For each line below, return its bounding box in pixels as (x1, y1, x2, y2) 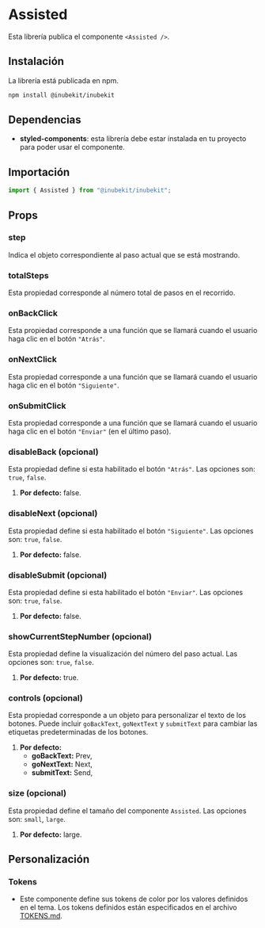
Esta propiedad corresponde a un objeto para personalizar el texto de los (8, 711, 247, 720)
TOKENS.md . (19, 911, 63, 921)
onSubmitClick (8, 400, 66, 411)
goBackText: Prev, (31, 751, 93, 761)
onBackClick (8, 307, 58, 319)
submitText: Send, (31, 768, 93, 777)
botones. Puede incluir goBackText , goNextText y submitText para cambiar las (8, 719, 258, 728)
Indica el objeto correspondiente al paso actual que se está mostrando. (8, 250, 240, 259)
